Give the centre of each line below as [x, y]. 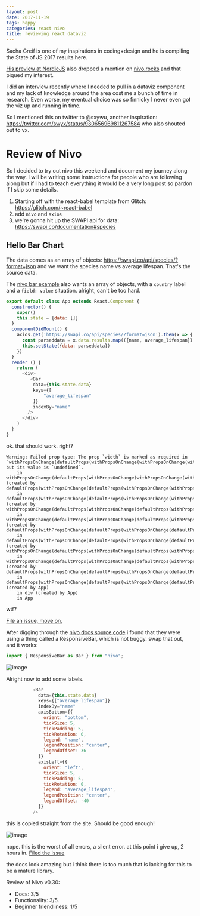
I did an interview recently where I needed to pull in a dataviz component [95, 87]
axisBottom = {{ [55, 712]
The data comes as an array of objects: [54, 260]
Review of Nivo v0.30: [33, 882]
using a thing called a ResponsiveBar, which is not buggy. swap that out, [95, 638]
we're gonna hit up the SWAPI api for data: [67, 220]
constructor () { [32, 307]
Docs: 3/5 [27, 894]
